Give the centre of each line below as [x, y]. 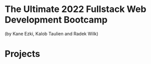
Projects [23, 54]
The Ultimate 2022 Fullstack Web [75, 9]
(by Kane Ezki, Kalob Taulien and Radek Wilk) [52, 33]
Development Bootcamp [56, 20]
